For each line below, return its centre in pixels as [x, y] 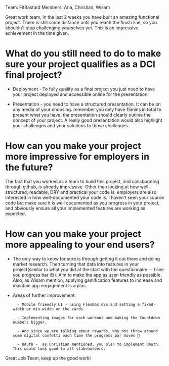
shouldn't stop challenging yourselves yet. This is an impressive [72, 28]
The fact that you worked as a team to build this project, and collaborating [82, 181]
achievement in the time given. [37, 33]
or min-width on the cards [55, 309]
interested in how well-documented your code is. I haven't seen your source [85, 197]
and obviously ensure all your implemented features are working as [75, 208]
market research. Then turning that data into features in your [76, 264]
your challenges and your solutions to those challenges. [71, 125]
